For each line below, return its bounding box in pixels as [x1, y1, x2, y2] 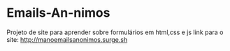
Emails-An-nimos [6, 5, 110, 21]
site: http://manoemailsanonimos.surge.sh [6, 35, 128, 43]
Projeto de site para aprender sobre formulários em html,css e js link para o [6, 28, 224, 36]
